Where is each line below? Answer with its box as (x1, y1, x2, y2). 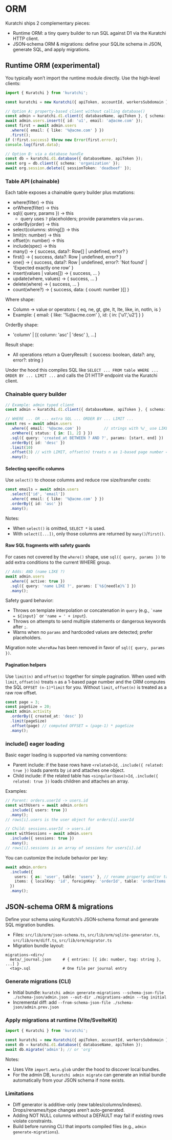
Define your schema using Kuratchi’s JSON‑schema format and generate (5, 916, 159, 922)
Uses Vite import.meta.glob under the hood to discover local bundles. (12, 1066, 160, 1072)
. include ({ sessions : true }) (10, 836, 74, 841)
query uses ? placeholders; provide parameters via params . (20, 216, 144, 222)
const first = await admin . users (5, 123, 77, 128)
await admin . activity (5, 709, 52, 714)
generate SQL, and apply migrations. (12, 46, 91, 52)
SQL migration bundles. (5, 922, 55, 928)
